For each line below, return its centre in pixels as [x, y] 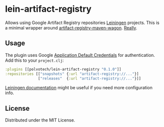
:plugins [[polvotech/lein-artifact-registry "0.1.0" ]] [63, 69]
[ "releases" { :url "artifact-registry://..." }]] [89, 78]
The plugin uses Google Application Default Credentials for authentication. [80, 55]
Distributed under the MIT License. [40, 120]
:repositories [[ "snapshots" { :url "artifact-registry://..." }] [72, 74]
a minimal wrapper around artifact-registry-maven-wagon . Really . [71, 27]
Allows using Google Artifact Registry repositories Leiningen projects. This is [82, 23]
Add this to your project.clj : [35, 60]
